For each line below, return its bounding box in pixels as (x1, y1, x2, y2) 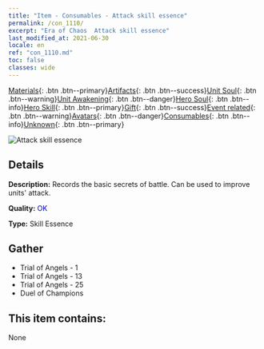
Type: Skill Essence (8, 219, 74, 228)
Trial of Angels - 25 (19, 280, 84, 290)
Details (8, 158, 44, 172)
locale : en (8, 42, 45, 50)
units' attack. (8, 188, 51, 197)
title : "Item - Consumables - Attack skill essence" (8, 11, 188, 20)
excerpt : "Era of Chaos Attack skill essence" (8, 26, 170, 34)
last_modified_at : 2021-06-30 (8, 34, 110, 42)
